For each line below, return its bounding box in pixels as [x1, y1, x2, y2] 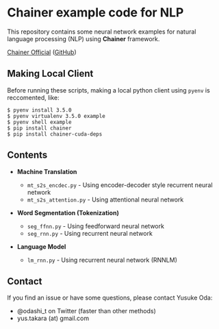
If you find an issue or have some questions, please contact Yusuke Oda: [7, 293, 213, 302]
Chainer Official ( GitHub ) [7, 48, 77, 56]
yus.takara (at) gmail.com [16, 314, 90, 323]
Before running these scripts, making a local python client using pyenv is [7, 86, 210, 94]
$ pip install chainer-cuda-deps [7, 130, 103, 138]
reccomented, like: [7, 93, 60, 101]
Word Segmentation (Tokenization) [16, 208, 120, 217]
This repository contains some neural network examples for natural [7, 27, 196, 36]
